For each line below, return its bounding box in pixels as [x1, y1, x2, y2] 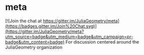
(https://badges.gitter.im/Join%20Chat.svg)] [5, 23, 97, 29]
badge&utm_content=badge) [5, 39, 65, 45]
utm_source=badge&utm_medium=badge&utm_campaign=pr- [5, 34, 133, 40]
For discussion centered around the [65, 39, 139, 45]
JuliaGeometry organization [5, 44, 63, 50]
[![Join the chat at [5, 18, 42, 24]
